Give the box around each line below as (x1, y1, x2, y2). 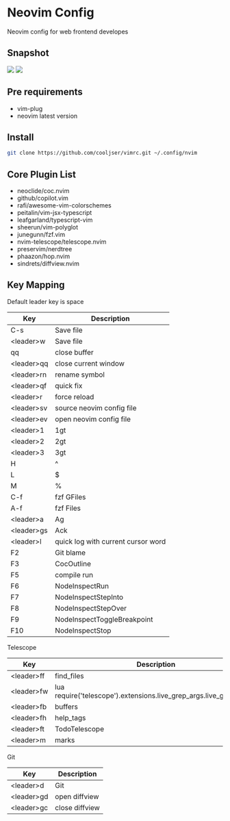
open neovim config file (54, 414, 131, 424)
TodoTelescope (54, 724, 105, 733)
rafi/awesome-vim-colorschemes (16, 201, 112, 210)
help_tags (54, 713, 86, 722)
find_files (54, 671, 84, 681)
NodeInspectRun (54, 581, 110, 590)
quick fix (54, 381, 83, 390)
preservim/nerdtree (16, 245, 73, 253)
